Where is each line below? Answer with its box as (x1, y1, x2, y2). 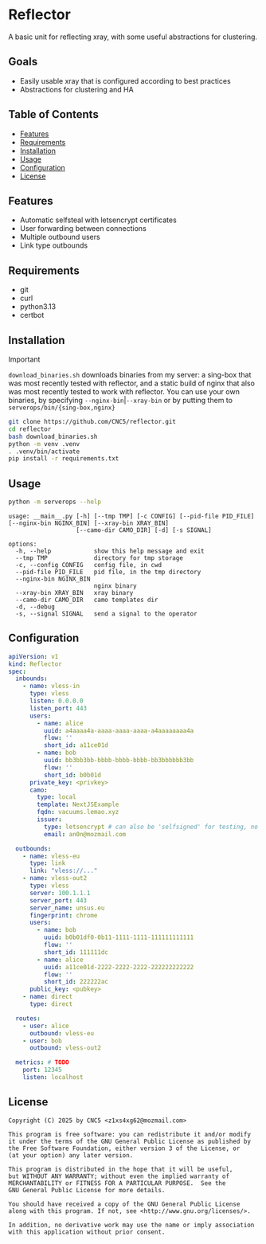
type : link (29, 859, 66, 867)
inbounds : (15, 675, 48, 683)
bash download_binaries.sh (8, 432, 98, 440)
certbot (19, 311, 45, 320)
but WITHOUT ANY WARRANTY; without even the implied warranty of (8, 1172, 229, 1180)
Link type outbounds (19, 241, 88, 250)
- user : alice (22, 1022, 69, 1030)
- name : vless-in (22, 683, 80, 690)
